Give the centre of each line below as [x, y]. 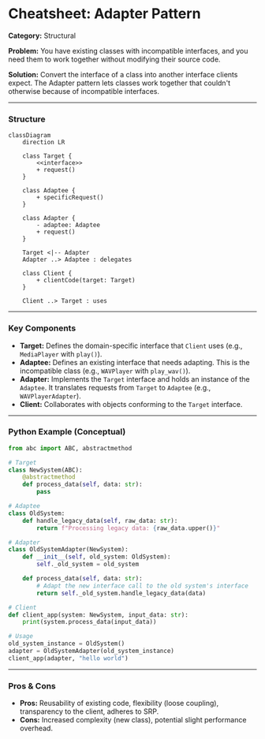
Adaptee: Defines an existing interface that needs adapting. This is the [134, 362]
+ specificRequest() [70, 198]
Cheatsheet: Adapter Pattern [105, 14]
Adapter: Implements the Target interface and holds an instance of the [134, 379]
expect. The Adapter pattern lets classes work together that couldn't [119, 83]
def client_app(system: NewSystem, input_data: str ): [99, 615]
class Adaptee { [49, 191]
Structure [27, 119]
